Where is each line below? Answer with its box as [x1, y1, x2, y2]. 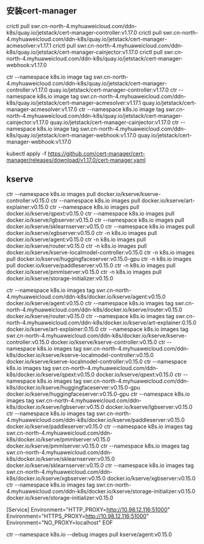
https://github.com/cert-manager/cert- [48, 150, 145, 157]
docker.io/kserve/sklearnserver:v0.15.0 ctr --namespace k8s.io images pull [6, 222, 195, 230]
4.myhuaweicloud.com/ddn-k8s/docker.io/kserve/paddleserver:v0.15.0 [6, 416, 185, 423]
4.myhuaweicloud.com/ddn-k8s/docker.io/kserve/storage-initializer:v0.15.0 [6, 487, 195, 495]
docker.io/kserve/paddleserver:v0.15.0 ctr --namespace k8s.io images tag [6, 423, 193, 430]
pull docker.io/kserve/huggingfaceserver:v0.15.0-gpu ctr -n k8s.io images [6, 255, 192, 263]
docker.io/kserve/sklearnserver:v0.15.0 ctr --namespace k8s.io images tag [6, 462, 194, 469]
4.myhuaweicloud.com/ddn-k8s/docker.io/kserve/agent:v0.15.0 [6, 292, 166, 300]
